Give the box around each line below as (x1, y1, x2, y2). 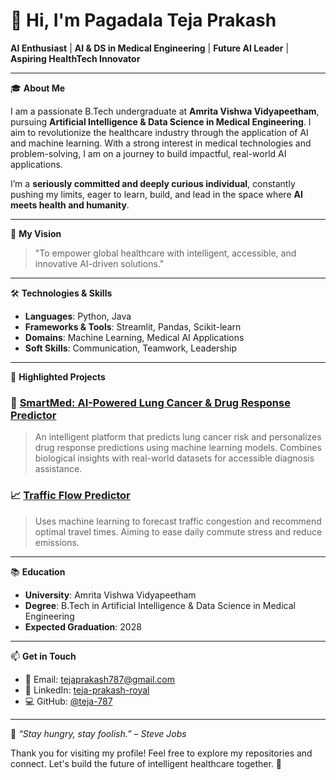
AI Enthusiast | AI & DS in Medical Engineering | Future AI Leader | (10, 42, 290, 54)
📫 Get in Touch (10, 650, 77, 662)
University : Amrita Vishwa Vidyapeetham (24, 589, 197, 601)
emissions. (34, 536, 80, 548)
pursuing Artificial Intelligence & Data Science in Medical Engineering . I (10, 115, 312, 128)
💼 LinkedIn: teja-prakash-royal (24, 684, 150, 696)
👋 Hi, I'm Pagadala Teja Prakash (10, 9, 277, 32)
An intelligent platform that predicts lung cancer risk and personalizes (34, 431, 322, 443)
